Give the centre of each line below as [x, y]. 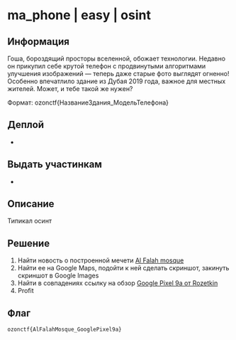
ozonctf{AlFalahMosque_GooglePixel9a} [64, 330]
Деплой [26, 125]
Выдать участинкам [55, 165]
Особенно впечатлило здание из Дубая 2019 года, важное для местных [117, 81]
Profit [26, 291]
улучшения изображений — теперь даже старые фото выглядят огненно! [118, 74]
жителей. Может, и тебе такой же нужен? [70, 89]
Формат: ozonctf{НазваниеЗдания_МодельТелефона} [88, 102]
